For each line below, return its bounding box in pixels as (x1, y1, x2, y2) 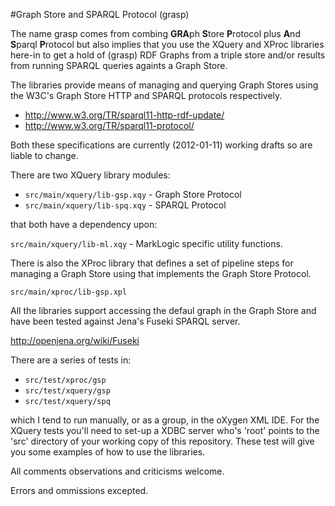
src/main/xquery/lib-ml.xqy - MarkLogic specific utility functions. (10, 238, 283, 249)
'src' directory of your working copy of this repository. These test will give (10, 435, 315, 447)
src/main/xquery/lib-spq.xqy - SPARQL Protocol (24, 199, 227, 211)
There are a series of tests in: (10, 354, 132, 366)
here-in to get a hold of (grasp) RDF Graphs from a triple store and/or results (10, 49, 326, 61)
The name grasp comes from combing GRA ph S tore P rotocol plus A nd (10, 28, 301, 39)
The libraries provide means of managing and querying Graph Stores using (10, 79, 319, 91)
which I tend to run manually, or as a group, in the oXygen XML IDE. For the (10, 414, 320, 426)
